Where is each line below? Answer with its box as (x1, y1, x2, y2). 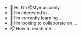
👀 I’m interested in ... (9, 10, 52, 16)
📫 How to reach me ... (9, 26, 56, 31)
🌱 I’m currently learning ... (9, 15, 63, 20)
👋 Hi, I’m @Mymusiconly (9, 5, 60, 10)
